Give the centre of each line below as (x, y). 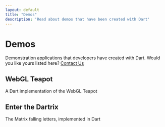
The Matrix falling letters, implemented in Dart (53, 119)
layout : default (22, 10)
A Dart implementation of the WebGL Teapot (51, 91)
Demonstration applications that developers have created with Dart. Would (83, 58)
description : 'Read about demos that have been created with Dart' (78, 19)
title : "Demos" (21, 15)
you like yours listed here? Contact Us (45, 63)
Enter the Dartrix (32, 107)
